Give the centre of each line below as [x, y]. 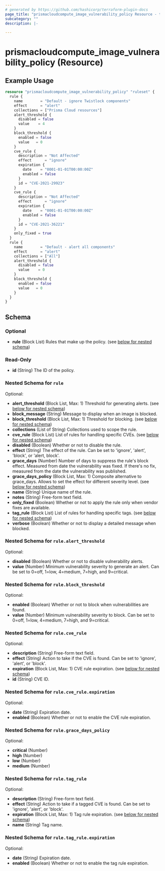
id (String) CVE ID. [31, 679]
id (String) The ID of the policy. [43, 370]
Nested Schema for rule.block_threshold [55, 584]
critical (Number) [30, 750]
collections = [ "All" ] [37, 256]
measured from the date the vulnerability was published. [69, 471]
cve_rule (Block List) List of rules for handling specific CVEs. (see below [85, 434]
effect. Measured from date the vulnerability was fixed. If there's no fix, [84, 466]
